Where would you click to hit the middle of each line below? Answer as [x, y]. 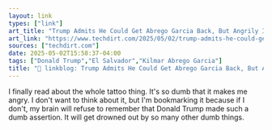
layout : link [30, 16]
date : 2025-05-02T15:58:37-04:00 [65, 53]
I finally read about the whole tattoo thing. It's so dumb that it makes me [128, 91]
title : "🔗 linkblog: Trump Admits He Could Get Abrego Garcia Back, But [134, 69]
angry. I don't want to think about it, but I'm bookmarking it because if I [127, 100]
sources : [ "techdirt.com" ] [54, 46]
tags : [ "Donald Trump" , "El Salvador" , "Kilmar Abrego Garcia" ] [115, 61]
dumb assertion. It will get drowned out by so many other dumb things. [126, 117]
